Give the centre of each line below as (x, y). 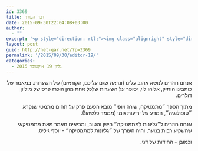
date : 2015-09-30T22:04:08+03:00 (47, 22)
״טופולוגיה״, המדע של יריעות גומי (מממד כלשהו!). (136, 113)
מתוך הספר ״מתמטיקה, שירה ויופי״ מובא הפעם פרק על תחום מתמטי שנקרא (107, 107)
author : (16, 28)
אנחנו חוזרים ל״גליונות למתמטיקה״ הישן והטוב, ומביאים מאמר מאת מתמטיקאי (105, 125)
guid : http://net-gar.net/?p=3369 (49, 50)
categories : (21, 61)
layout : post (22, 45)
